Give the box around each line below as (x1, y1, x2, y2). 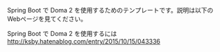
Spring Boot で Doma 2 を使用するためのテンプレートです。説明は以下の (7, 6, 214, 14)
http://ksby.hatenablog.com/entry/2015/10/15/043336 (7, 37, 161, 45)
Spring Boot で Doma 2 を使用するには (7, 30, 117, 37)
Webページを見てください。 (7, 15, 87, 23)
